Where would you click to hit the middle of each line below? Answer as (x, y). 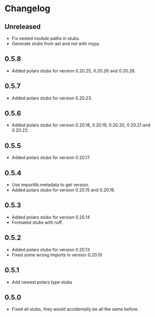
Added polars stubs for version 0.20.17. (51, 158)
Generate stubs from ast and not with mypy (55, 44)
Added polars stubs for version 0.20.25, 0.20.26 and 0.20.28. (74, 71)
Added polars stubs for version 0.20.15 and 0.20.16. (64, 190)
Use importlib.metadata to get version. (51, 185)
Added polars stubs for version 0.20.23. (52, 98)
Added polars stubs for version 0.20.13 (51, 249)
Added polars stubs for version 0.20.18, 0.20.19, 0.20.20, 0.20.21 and (81, 125)
